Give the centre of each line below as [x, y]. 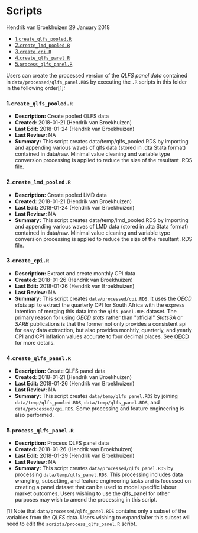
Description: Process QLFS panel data [62, 443]
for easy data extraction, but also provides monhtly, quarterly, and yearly [103, 330]
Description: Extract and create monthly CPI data [75, 273]
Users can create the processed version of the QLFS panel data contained [97, 75]
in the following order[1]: [36, 88]
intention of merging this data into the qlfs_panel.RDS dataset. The [96, 311]
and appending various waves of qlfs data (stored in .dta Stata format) [100, 148]
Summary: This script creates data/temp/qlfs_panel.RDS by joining [96, 396]
